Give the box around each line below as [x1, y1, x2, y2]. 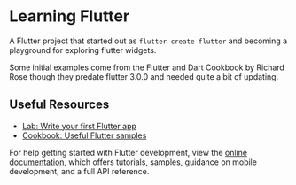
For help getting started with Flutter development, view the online [9, 147, 248, 158]
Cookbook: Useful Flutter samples [21, 130, 147, 141]
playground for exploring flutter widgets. [9, 44, 157, 55]
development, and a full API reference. [9, 166, 150, 176]
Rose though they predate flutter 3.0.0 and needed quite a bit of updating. [9, 71, 279, 81]
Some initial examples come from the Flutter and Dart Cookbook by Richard [9, 62, 285, 73]
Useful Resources [9, 97, 110, 112]
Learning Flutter [9, 6, 130, 27]
